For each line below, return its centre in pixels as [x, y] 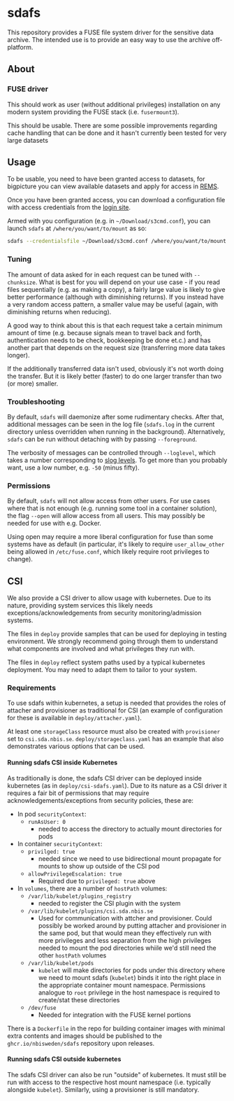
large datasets [28, 140]
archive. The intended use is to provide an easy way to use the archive [109, 39]
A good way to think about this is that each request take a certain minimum [115, 325]
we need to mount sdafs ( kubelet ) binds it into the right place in [130, 977]
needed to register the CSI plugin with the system [109, 903]
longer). [19, 355]
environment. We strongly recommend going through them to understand [113, 641]
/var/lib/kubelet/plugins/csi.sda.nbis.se [90, 911]
